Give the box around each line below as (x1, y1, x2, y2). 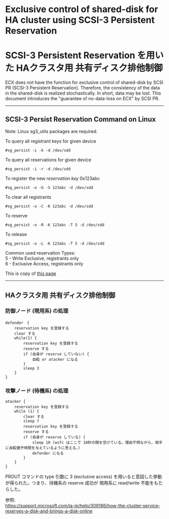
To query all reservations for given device (5, 157, 92, 163)
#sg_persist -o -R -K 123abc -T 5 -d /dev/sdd (5, 222, 105, 227)
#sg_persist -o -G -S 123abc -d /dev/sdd (5, 185, 94, 190)
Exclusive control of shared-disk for (5, 4, 158, 15)
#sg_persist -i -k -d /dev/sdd (5, 148, 71, 153)
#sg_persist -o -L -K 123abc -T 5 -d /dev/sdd (5, 241, 105, 246)
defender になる (32, 451, 64, 456)
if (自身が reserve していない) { (23, 351, 90, 357)
